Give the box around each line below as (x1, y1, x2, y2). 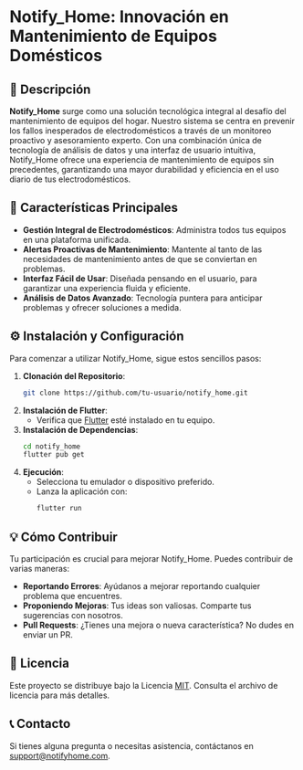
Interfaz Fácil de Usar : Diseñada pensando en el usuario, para (22, 272, 257, 284)
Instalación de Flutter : (22, 405, 108, 416)
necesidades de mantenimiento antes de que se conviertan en (22, 253, 257, 264)
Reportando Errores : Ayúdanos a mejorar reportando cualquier (22, 580, 261, 591)
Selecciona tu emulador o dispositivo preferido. (36, 477, 214, 488)
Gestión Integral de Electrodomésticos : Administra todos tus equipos (22, 224, 287, 235)
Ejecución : (22, 467, 64, 478)
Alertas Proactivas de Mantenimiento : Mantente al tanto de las (22, 244, 263, 255)
